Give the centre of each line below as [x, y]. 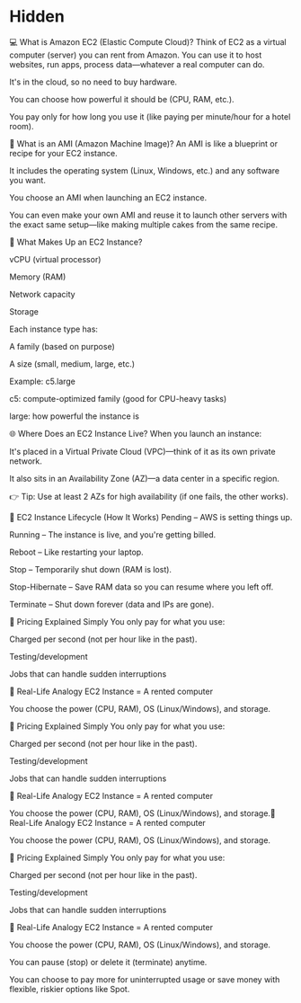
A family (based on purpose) [62, 346]
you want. [28, 180]
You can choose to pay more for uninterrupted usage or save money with [145, 979]
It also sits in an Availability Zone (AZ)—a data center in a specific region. [145, 478]
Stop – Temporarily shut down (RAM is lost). [91, 569]
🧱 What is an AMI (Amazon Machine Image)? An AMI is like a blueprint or [144, 143]
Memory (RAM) [38, 277]
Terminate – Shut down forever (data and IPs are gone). [112, 604]
